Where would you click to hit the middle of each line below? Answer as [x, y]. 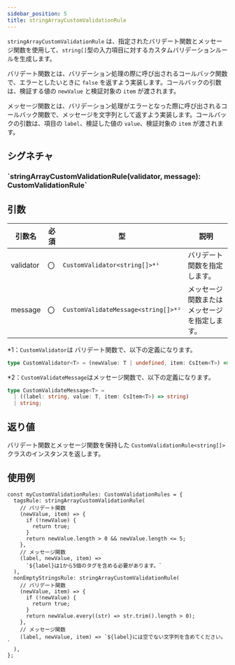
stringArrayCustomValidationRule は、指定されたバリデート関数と [102, 41]
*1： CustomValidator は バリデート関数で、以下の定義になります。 [102, 350]
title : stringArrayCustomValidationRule [67, 20]
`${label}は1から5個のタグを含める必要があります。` [94, 566]
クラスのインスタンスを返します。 [56, 453]
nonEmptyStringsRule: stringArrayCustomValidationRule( [97, 578]
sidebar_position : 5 [37, 14]
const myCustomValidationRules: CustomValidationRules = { [95, 494]
